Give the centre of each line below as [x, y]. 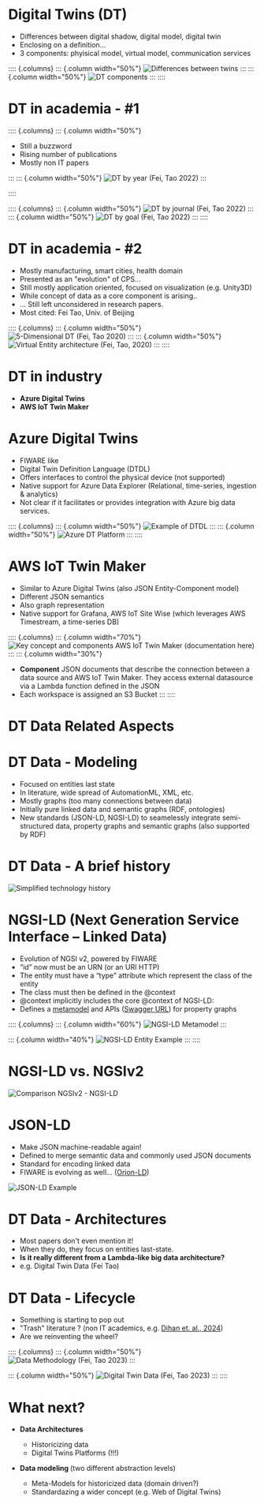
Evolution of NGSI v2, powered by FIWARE [88, 958]
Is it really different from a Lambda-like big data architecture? [122, 1258]
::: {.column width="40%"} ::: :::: [104, 1039]
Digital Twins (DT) [68, 15]
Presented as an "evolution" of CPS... [80, 279]
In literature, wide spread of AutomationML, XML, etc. [106, 792]
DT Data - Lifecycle [72, 1298]
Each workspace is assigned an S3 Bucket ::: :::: [97, 694]
